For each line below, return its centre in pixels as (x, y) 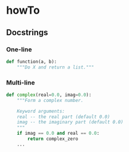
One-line (19, 49)
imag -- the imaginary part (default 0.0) (70, 122)
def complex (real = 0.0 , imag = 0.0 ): (49, 95)
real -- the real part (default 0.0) (64, 117)
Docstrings (27, 32)
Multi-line (21, 82)
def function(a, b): (32, 61)
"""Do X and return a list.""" (56, 67)
